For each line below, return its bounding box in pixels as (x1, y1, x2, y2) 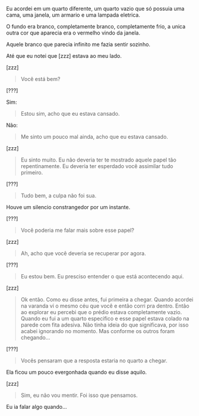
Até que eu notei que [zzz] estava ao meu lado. (6, 52, 122, 59)
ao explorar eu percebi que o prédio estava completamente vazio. (20, 309, 182, 315)
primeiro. (20, 169, 43, 176)
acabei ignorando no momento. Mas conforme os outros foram (20, 328, 175, 334)
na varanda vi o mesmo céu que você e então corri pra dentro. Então (20, 302, 189, 309)
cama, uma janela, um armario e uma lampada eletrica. (6, 11, 141, 18)
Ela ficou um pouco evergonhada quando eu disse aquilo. (6, 369, 147, 375)
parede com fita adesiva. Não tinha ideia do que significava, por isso (20, 321, 189, 328)
